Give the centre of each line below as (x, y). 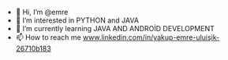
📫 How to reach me (48, 37)
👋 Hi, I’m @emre (42, 12)
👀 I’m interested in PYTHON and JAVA (77, 20)
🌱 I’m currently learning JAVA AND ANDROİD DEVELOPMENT (115, 28)
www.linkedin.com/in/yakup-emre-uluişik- (151, 37)
